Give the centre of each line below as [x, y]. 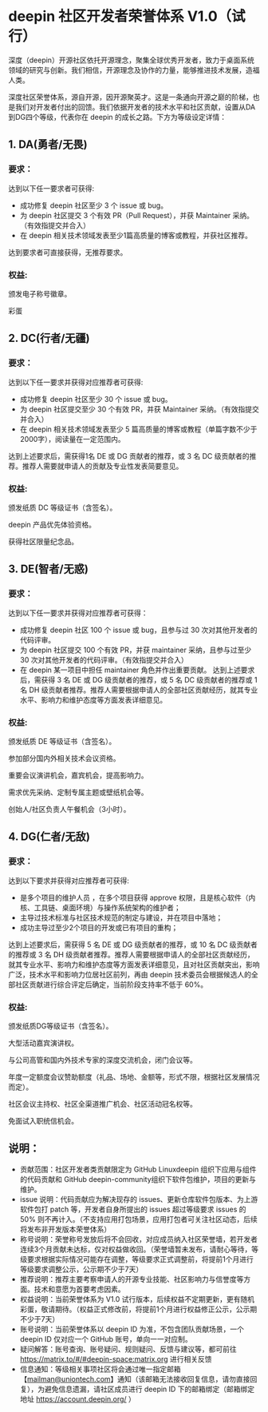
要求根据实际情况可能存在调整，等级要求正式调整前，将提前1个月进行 [140, 1259]
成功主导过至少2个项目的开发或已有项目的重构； [99, 927]
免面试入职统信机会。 [43, 1120]
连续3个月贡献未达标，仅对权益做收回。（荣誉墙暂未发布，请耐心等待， [136, 1249]
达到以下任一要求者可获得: [51, 188]
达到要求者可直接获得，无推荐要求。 [68, 252]
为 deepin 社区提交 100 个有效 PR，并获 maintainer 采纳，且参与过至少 [136, 650]
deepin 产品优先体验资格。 [52, 524]
